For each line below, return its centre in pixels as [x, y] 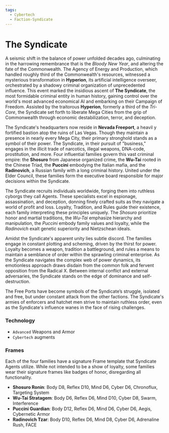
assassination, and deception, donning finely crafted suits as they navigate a [85, 202]
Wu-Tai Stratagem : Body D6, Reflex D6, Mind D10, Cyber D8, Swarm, [84, 398]
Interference [25, 403]
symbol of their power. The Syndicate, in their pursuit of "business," [76, 144]
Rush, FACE [24, 425]
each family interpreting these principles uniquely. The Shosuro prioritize [81, 213]
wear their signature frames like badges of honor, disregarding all [73, 372]
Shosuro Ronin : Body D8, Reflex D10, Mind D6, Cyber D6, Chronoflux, [85, 387]
